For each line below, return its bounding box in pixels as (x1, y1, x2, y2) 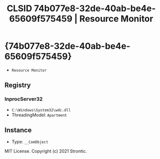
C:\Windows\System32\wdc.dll (11, 107, 71, 112)
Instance (4, 126, 32, 134)
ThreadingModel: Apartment (11, 112, 67, 118)
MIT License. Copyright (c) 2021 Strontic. (4, 148, 87, 154)
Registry (4, 81, 31, 89)
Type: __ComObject (11, 139, 49, 145)
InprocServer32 (4, 96, 43, 103)
